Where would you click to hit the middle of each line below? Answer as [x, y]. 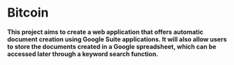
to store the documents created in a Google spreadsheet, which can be [112, 46]
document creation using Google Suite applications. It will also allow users [117, 39]
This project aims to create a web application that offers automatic [106, 32]
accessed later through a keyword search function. [83, 54]
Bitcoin [28, 13]
